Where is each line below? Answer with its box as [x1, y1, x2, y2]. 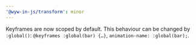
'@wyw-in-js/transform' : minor [5, 8, 85, 15]
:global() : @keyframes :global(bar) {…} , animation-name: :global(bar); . [5, 31, 190, 39]
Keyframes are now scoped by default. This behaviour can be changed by [5, 25, 191, 32]
